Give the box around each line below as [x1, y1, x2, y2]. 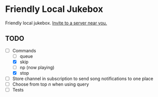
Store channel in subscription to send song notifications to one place [12, 76, 154, 82]
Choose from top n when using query [12, 81, 89, 88]
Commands [12, 47, 36, 53]
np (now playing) [19, 64, 55, 70]
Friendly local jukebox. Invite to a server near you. [5, 20, 107, 26]
